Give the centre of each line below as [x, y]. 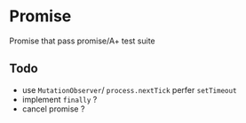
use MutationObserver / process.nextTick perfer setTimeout [129, 89]
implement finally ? [60, 99]
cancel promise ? [53, 109]
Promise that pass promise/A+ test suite [82, 41]
